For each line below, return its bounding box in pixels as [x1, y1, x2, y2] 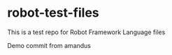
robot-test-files [7, 5, 99, 21]
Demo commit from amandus [7, 41, 92, 49]
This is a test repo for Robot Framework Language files [7, 28, 166, 36]
